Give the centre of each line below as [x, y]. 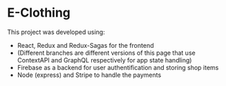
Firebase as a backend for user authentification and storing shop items [118, 67]
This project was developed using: [56, 32]
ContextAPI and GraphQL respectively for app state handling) [104, 60]
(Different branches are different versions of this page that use [106, 53]
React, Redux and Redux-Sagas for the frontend [85, 45]
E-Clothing [39, 13]
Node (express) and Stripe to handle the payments [89, 75]
